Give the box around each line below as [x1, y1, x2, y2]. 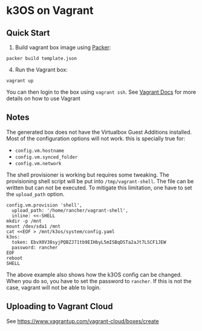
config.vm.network [15, 160, 62, 166]
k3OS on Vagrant [6, 4, 94, 18]
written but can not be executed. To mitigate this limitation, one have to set [6, 184, 192, 191]
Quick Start [6, 28, 50, 38]
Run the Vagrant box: [15, 66, 68, 73]
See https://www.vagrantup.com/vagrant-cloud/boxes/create [6, 317, 159, 324]
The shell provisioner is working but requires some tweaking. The [6, 171, 169, 179]
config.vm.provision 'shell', [6, 202, 83, 208]
